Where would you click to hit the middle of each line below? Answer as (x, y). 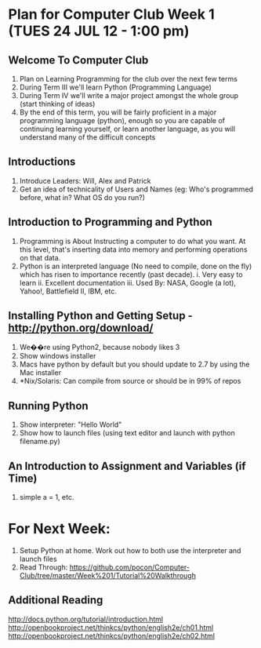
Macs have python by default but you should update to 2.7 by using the (134, 364)
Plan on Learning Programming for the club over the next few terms (128, 79)
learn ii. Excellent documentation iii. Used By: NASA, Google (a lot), (128, 282)
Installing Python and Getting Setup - (101, 316)
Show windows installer (58, 356)
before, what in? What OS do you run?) (82, 197)
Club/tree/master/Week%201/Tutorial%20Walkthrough (107, 575)
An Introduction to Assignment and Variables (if (127, 466)
